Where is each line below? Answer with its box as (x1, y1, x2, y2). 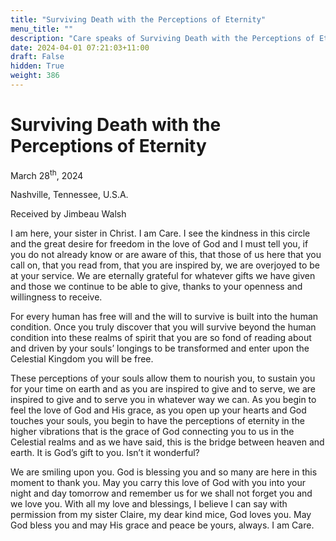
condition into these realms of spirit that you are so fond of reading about (10, 332, 312, 344)
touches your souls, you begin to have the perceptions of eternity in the (10, 415, 305, 427)
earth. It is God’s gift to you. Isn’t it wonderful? (10, 447, 200, 459)
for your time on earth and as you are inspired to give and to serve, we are (10, 383, 316, 395)
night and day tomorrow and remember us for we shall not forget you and (10, 487, 313, 500)
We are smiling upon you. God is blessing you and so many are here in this (10, 466, 318, 478)
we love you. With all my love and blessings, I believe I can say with (10, 498, 288, 510)
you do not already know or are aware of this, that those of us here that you (10, 249, 322, 261)
